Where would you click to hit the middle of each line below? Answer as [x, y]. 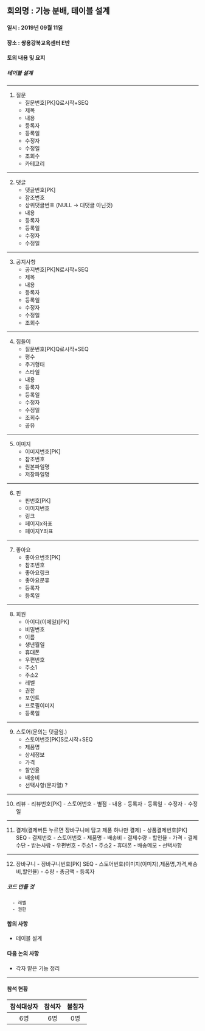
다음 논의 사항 [23, 953]
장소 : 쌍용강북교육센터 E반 [38, 43]
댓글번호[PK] [40, 190]
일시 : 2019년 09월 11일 [35, 27]
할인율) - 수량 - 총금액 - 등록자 [58, 872]
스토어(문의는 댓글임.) [41, 732]
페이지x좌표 [39, 523]
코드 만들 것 [21, 887]
